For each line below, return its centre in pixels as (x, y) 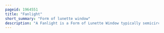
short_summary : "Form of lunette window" (48, 18)
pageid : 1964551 (21, 9)
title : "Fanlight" (24, 14)
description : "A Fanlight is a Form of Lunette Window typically (73, 23)
